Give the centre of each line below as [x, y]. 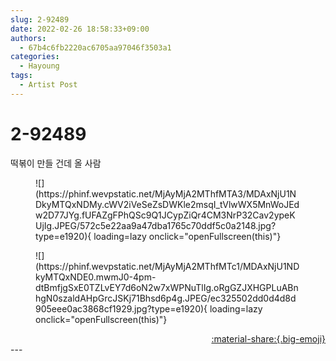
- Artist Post [48, 85]
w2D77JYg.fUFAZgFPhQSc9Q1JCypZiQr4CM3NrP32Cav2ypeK [165, 215]
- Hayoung [39, 66]
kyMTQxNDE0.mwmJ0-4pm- [96, 277]
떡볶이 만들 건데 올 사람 [56, 163]
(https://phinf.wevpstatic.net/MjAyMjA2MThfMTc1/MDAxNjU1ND [167, 266]
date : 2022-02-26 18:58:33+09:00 [80, 29]
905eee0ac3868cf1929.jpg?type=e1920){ [121, 308]
